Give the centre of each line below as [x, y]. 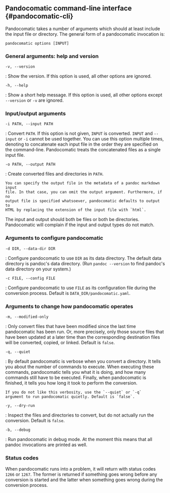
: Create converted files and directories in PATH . [55, 174]
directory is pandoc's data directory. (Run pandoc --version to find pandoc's [85, 263]
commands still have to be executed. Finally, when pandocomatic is [76, 377]
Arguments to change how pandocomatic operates [69, 306]
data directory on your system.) [38, 269]
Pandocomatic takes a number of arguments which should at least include [83, 29]
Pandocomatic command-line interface [69, 8]
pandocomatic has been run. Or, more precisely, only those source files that [84, 332]
